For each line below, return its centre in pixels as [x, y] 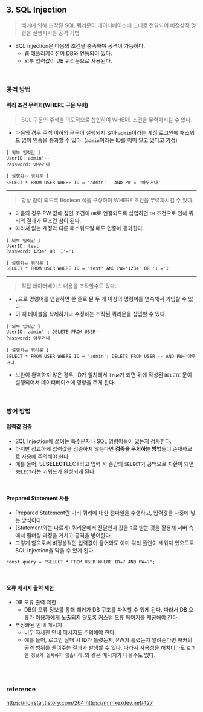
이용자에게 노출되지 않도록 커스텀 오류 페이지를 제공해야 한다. [107, 617]
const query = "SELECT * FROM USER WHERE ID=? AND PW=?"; [81, 562]
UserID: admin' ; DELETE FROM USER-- [54, 332]
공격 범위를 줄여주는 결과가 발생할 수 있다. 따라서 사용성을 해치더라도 [105, 648]
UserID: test [23, 246]
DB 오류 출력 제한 [36, 602]
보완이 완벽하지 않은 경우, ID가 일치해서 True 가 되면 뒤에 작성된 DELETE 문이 [103, 375]
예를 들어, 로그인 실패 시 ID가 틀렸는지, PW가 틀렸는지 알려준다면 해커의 [108, 640]
